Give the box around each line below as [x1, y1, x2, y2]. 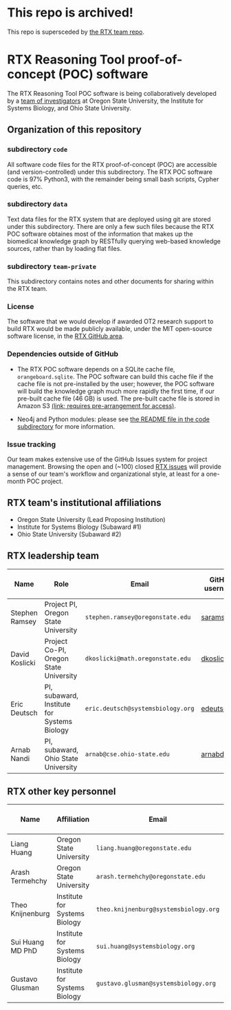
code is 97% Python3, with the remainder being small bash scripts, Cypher [7, 174, 219, 183]
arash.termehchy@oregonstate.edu [96, 873, 206, 880]
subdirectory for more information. [16, 422, 115, 430]
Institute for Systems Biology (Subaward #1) [16, 523, 142, 531]
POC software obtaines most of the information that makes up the [7, 230, 194, 238]
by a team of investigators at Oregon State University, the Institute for [7, 97, 204, 105]
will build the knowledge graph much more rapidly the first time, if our [16, 387, 215, 395]
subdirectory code [7, 145, 68, 154]
